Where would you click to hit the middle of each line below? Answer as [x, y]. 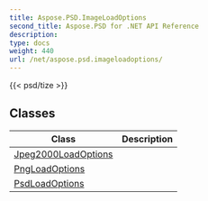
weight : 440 [32, 51]
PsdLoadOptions [49, 183]
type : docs [30, 43]
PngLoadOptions [50, 169]
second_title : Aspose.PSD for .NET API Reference [104, 26]
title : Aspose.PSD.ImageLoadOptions [78, 18]
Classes [32, 114]
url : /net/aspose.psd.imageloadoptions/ [86, 59]
